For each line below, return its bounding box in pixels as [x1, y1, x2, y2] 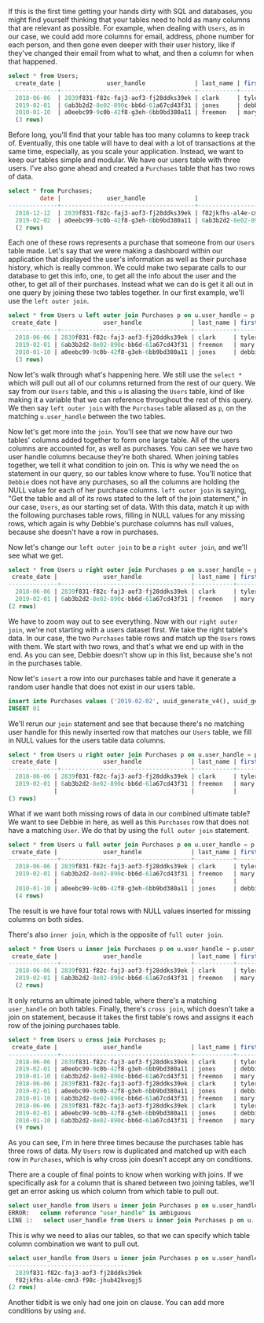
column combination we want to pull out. [8, 1239, 140, 1248]
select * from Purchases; [8, 187, 93, 195]
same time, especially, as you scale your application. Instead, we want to [8, 147, 244, 157]
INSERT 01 [8, 704, 41, 713]
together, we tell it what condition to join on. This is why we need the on [8, 460, 240, 470]
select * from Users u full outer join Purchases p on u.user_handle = [8, 841, 247, 849]
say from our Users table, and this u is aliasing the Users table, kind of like [8, 386, 245, 396]
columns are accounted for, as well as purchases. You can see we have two [8, 444, 253, 453]
